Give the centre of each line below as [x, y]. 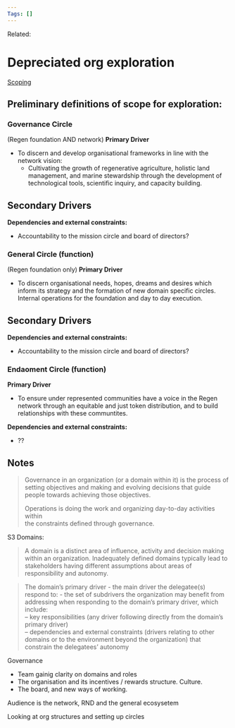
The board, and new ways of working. [72, 689]
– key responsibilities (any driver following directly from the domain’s [124, 617]
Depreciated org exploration [91, 62]
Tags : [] [20, 14]
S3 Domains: [26, 538]
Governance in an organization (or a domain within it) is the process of [126, 480]
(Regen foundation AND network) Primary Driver [78, 140]
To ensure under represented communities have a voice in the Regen [118, 399]
